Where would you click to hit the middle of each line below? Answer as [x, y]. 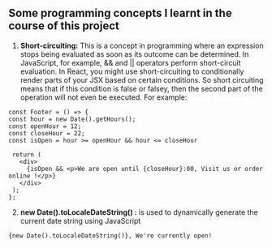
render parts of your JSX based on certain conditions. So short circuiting [142, 79]
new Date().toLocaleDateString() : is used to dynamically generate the [139, 212]
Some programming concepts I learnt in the [121, 13]
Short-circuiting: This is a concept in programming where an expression [142, 45]
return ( [27, 154]
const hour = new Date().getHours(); [72, 119]
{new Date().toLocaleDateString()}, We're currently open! [110, 235]
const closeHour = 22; [47, 133]
